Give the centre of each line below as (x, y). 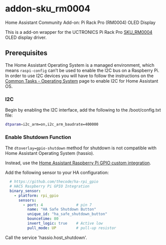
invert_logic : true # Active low (65, 224)
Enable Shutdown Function (38, 137)
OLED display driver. (26, 37)
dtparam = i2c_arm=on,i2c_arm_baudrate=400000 (52, 124)
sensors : (27, 200)
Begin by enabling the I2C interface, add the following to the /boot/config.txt (83, 110)
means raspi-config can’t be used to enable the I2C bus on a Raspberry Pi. (82, 70)
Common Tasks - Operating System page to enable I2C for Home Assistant (82, 81)
